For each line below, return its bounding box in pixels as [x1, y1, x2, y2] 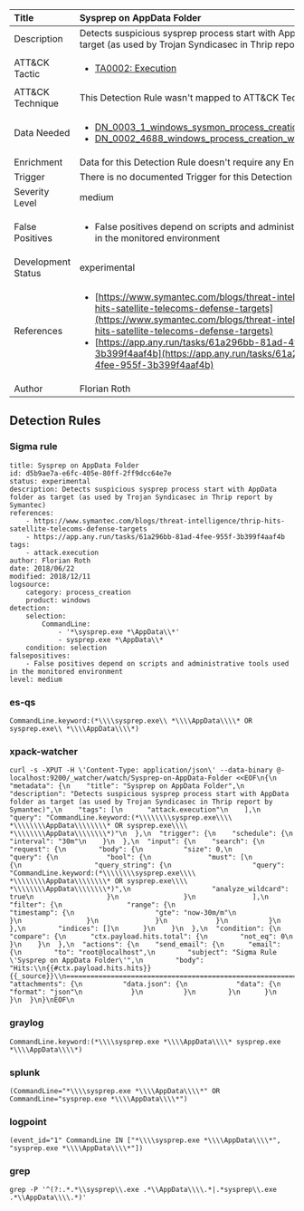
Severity [14, 186, 50, 197]
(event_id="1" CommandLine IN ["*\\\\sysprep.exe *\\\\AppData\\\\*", [9, 1136, 281, 1145]
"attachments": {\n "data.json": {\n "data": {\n [9, 980, 281, 989]
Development [14, 255, 71, 268]
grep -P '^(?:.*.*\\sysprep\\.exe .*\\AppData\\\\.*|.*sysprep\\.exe [9, 1186, 278, 1195]
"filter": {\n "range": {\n [9, 900, 176, 909]
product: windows [25, 595, 91, 605]
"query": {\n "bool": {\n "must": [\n [9, 853, 253, 862]
